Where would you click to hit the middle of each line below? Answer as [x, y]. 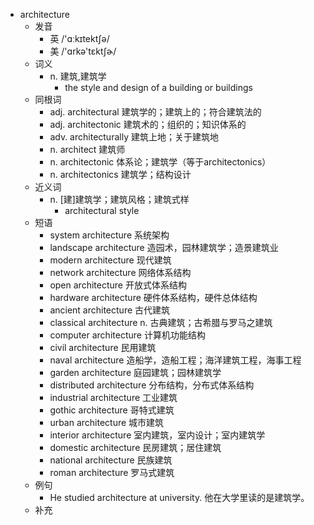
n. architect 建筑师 [87, 149]
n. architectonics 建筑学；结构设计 [120, 174]
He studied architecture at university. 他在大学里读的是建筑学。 [179, 497]
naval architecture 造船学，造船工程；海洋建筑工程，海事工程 [175, 360]
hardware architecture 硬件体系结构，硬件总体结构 [153, 297]
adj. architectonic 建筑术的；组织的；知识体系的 [148, 124]
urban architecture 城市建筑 [107, 422]
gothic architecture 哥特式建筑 [112, 410]
